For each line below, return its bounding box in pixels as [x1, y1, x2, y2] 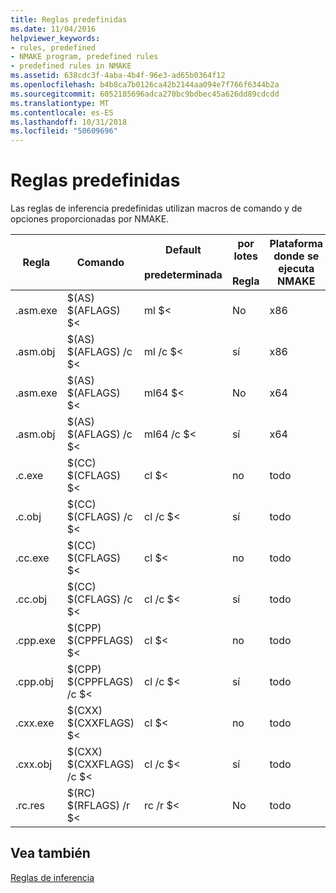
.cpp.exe [15, 634, 56, 648]
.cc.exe [15, 551, 50, 565]
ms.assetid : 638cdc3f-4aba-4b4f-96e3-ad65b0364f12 [10, 71, 226, 81]
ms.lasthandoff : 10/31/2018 [10, 117, 128, 127]
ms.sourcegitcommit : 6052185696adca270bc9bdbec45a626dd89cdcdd [10, 89, 280, 99]
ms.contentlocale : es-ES [10, 107, 114, 118]
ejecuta [278, 262, 315, 276]
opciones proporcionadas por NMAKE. [10, 213, 170, 225]
